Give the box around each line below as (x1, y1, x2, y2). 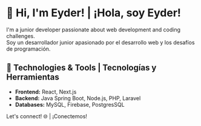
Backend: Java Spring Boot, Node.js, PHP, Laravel (15, 94, 141, 102)
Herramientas (6, 72, 59, 83)
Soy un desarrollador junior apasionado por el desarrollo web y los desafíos (6, 39, 195, 46)
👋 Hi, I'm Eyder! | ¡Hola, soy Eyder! (6, 6, 182, 20)
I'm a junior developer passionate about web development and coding (6, 26, 180, 33)
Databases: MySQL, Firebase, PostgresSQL (15, 101, 125, 108)
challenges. (6, 32, 35, 39)
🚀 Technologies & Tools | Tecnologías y (6, 63, 157, 73)
